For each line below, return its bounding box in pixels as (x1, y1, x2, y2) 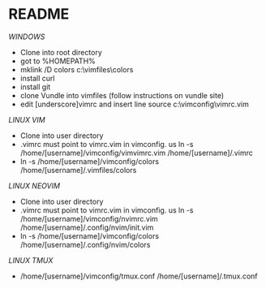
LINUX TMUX (8, 255, 54, 265)
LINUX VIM (8, 114, 46, 124)
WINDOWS (8, 32, 45, 41)
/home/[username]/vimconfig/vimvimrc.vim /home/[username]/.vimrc (19, 148, 253, 157)
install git (19, 82, 51, 92)
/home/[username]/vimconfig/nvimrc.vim (19, 214, 158, 223)
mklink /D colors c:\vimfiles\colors (19, 64, 134, 74)
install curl (19, 73, 55, 83)
